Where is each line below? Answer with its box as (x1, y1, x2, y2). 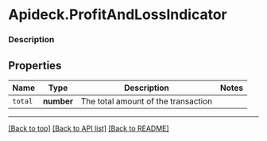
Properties (8, 58, 62, 72)
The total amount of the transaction (80, 96, 213, 107)
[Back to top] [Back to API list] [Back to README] (8, 123, 169, 133)
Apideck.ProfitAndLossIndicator (8, 6, 228, 24)
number (42, 96, 74, 107)
